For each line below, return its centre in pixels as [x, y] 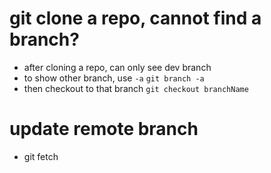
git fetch [41, 156]
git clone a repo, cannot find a [135, 18]
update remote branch [104, 129]
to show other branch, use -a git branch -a [114, 78]
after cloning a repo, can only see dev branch [117, 67]
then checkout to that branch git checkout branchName [136, 88]
